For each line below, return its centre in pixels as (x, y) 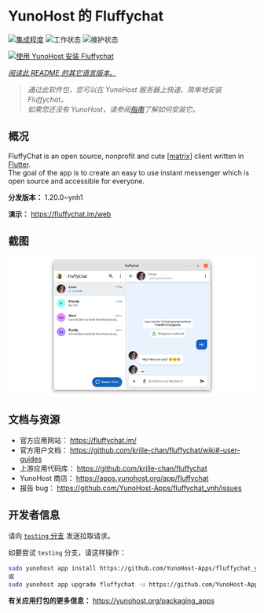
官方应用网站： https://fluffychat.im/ (78, 440)
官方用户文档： (44, 450)
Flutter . (20, 164)
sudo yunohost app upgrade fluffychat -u (77, 585)
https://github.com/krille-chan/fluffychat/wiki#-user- (155, 450)
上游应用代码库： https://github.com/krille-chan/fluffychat (113, 468)
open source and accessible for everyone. (77, 181)
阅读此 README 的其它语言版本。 (62, 72)
